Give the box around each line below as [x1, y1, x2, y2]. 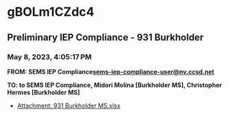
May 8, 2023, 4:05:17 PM [7, 52, 92, 62]
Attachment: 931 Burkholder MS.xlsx [17, 101, 121, 110]
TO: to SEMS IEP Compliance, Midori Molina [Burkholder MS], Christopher [7, 80, 222, 89]
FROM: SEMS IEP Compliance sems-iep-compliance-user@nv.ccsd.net [7, 67, 215, 76]
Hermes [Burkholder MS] [7, 88, 80, 96]
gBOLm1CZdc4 [7, 4, 95, 20]
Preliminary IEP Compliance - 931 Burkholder [7, 32, 204, 43]
